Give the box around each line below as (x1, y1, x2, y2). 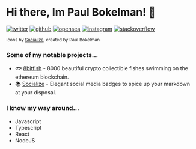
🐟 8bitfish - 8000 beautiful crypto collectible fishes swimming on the (14, 65, 188, 72)
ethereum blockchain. (14, 73, 69, 81)
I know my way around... (6, 104, 79, 112)
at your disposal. (14, 89, 57, 96)
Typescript (14, 124, 42, 131)
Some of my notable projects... (6, 50, 99, 59)
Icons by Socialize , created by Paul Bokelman (6, 37, 100, 43)
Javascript (14, 117, 41, 125)
